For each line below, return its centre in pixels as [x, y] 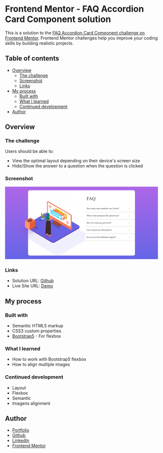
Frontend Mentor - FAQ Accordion [74, 9]
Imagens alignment [31, 403]
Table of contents [32, 59]
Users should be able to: [30, 151]
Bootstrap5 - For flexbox [37, 336]
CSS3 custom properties [37, 331]
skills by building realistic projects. [39, 43]
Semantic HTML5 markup [38, 325]
